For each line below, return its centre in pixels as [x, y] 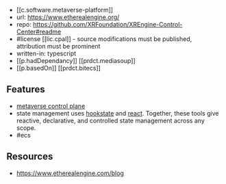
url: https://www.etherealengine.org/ [68, 17]
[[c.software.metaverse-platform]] [65, 10]
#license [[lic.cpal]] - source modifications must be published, [104, 39]
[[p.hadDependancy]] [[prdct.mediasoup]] [76, 61]
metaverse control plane [51, 106]
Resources [30, 157]
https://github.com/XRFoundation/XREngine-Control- [108, 24]
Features [26, 89]
